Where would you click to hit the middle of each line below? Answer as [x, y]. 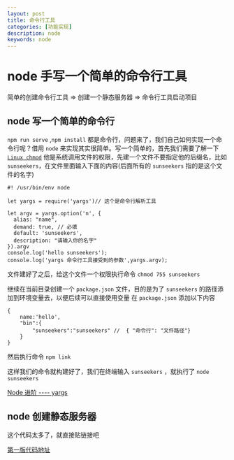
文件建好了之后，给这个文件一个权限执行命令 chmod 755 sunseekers [104, 274]
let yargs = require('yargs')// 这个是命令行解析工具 [82, 201]
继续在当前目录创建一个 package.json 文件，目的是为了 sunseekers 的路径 [112, 289]
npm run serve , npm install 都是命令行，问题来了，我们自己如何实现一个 [112, 139]
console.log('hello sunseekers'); [58, 252]
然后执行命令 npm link [39, 357]
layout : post [26, 14]
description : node [34, 33]
